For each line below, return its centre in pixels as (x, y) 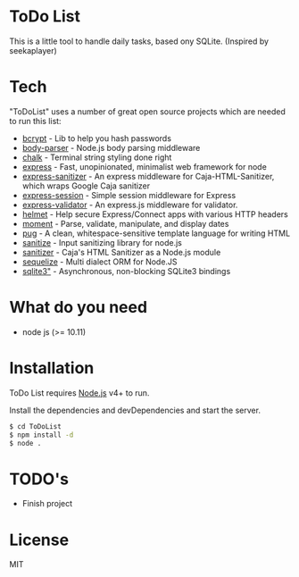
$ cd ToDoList (36, 426)
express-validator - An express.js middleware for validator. (130, 205)
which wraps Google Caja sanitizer (86, 186)
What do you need (79, 308)
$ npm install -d (42, 435)
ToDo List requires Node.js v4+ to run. (79, 393)
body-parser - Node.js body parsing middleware (111, 147)
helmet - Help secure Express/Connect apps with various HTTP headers (155, 214)
